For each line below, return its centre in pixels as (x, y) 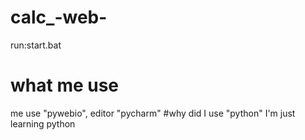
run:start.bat (36, 45)
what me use (65, 85)
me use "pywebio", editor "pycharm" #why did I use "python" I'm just (153, 113)
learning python (43, 123)
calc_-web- (59, 17)
